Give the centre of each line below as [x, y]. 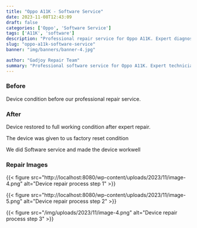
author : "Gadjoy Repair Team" [43, 60]
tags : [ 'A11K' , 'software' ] [40, 33]
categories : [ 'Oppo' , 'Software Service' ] [59, 28]
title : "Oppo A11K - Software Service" [55, 11]
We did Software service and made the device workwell [73, 149]
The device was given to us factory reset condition [67, 138]
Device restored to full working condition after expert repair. [78, 127]
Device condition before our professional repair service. [74, 99]
